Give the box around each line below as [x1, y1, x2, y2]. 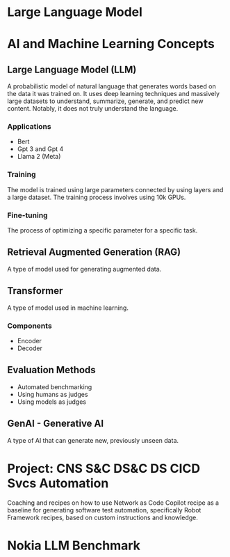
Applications [7, 122, 51, 132]
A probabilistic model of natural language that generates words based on [7, 82, 217, 91]
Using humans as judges [17, 390, 88, 398]
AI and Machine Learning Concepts [7, 36, 215, 52]
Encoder [17, 337, 42, 345]
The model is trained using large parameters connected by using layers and [7, 185, 224, 194]
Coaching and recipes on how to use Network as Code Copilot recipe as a [7, 499, 220, 507]
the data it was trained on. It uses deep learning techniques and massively [7, 90, 220, 98]
